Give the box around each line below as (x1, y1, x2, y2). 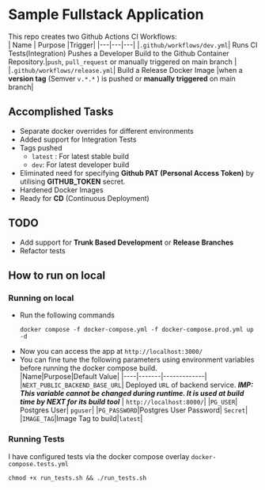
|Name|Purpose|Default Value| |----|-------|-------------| (19, 372, 207, 382)
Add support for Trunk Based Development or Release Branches (19, 237, 234, 247)
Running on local (8, 292, 74, 303)
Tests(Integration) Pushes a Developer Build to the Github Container (8, 48, 229, 58)
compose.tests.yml (8, 460, 69, 468)
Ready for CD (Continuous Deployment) (19, 193, 150, 203)
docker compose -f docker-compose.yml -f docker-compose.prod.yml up (19, 326, 255, 334)
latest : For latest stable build (31, 151, 129, 161)
